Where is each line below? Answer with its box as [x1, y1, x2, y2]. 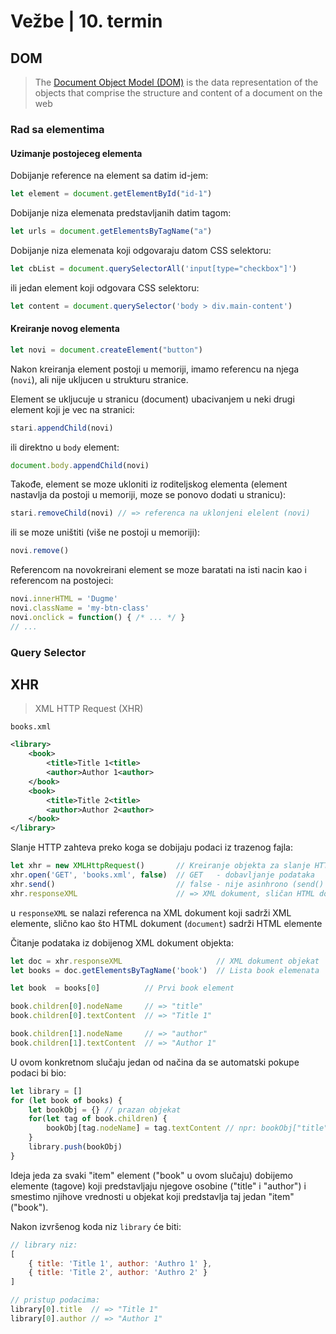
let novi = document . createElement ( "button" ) [10, 345, 203, 355]
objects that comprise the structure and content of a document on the [34, 87, 323, 99]
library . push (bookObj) [28, 1142, 123, 1152]
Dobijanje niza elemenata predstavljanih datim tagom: [10, 207, 232, 219]
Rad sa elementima [10, 122, 105, 136]
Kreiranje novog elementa [10, 323, 120, 335]
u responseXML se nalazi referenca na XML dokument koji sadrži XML [10, 906, 292, 919]
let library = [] [10, 1086, 83, 1096]
